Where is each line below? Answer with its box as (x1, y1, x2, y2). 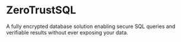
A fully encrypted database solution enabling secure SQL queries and (6, 23, 176, 30)
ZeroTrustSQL (6, 3, 76, 17)
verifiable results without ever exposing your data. (6, 29, 128, 36)
